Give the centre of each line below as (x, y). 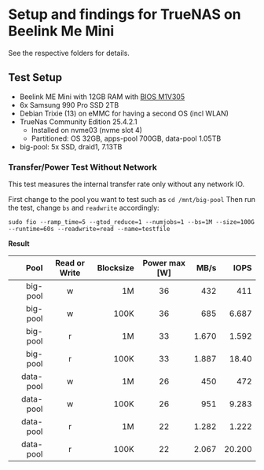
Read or (70, 263)
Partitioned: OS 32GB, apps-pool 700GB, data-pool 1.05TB (126, 138)
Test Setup (35, 77)
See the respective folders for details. (69, 53)
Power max (164, 263)
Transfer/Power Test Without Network (82, 167)
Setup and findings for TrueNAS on (125, 15)
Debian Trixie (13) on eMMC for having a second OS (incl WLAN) (124, 113)
